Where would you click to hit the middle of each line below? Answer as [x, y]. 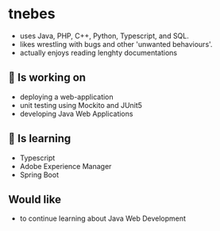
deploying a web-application [66, 97]
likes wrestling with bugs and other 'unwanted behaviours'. [116, 44]
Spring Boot [39, 175]
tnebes [32, 14]
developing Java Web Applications [76, 114]
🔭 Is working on [47, 77]
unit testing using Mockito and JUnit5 [81, 105]
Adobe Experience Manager [66, 166]
